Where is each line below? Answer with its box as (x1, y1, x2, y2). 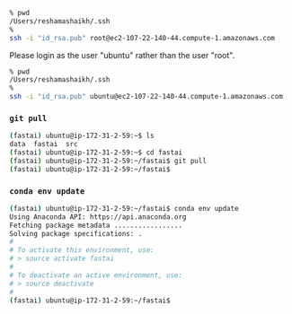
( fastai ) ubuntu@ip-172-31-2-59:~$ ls (9, 131, 155, 141)
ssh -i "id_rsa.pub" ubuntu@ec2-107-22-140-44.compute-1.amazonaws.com (9, 92, 283, 101)
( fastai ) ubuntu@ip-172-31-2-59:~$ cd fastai (9, 148, 182, 157)
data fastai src (9, 140, 78, 149)
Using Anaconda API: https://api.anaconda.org (9, 212, 187, 222)
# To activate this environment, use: (9, 246, 155, 255)
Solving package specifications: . (9, 229, 143, 238)
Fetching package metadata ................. (9, 221, 182, 230)
